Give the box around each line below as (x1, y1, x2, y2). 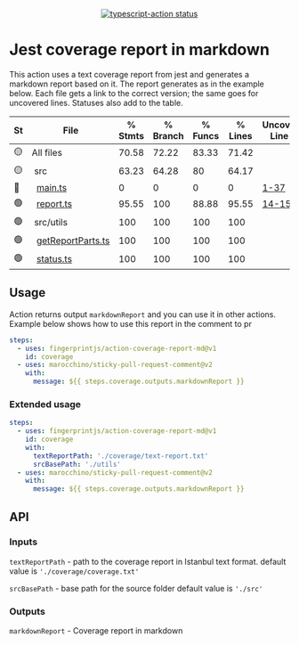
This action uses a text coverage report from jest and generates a (9, 69, 250, 79)
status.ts (36, 253, 73, 265)
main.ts (36, 181, 68, 193)
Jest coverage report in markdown (9, 40, 270, 60)
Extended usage (9, 397, 82, 410)
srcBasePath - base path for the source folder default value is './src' (9, 583, 263, 593)
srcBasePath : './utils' (32, 460, 122, 469)
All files (31, 147, 62, 159)
